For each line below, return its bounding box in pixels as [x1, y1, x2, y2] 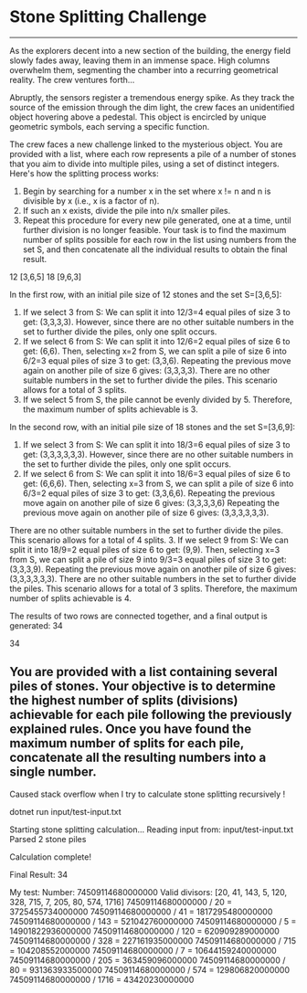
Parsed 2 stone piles [9, 833, 87, 844]
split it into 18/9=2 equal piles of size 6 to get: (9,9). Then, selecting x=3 [9, 544, 281, 555]
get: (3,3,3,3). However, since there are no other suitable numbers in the [22, 316, 294, 327]
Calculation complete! [9, 851, 91, 862]
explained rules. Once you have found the [9, 722, 252, 737]
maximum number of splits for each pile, [9, 735, 245, 751]
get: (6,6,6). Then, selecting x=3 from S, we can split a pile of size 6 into [22, 478, 294, 489]
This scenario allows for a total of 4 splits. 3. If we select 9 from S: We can [9, 534, 290, 545]
